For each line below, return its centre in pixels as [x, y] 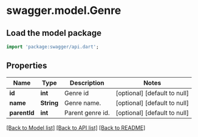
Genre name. [83, 102]
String [50, 102]
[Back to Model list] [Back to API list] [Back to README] [76, 127]
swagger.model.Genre [64, 11]
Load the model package [54, 33]
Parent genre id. [87, 113]
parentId [22, 113]
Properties [27, 66]
